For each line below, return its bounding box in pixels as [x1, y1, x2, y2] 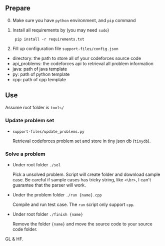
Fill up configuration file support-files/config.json [12, 45, 118, 52]
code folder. [12, 226, 37, 232]
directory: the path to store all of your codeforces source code [12, 55, 141, 61]
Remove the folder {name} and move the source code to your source [12, 221, 152, 227]
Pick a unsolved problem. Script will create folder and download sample [12, 171, 160, 177]
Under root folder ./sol [12, 162, 61, 168]
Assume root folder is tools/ [5, 104, 64, 110]
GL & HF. [5, 236, 23, 242]
